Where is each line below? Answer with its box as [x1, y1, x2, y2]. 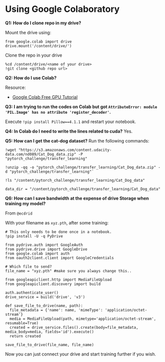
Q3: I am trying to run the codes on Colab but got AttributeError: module [5, 103, 158, 110]
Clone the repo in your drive [5, 52, 62, 58]
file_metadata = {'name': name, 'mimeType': [9, 307, 103, 312]
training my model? [5, 200, 46, 207]
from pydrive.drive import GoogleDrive [5, 247, 88, 252]
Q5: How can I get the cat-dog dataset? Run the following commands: [5, 138, 150, 144]
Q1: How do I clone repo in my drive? [5, 20, 82, 26]
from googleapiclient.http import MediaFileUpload [5, 277, 112, 282]
